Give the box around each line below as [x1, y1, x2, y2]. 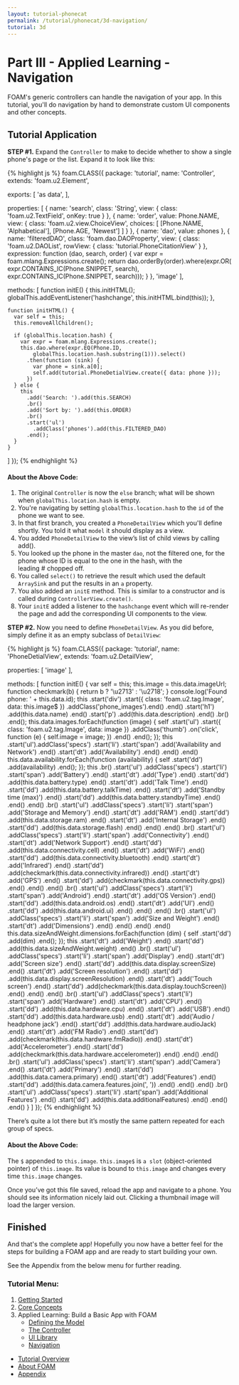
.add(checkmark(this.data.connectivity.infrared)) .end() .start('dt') [7, 869, 201, 877]
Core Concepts [17, 1302, 63, 1311]
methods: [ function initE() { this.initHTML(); [7, 286, 135, 294]
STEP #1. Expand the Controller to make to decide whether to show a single [7, 147, 232, 156]
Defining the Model [28, 1317, 85, 1327]
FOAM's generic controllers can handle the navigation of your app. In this [7, 93, 222, 102]
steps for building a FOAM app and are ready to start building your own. [7, 1248, 218, 1256]
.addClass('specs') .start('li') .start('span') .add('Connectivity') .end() [7, 831, 210, 839]
